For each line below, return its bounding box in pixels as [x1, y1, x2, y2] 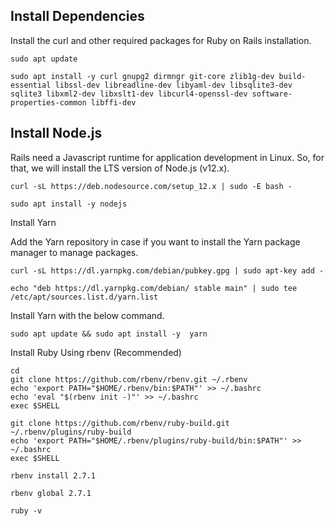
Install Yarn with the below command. [10, 309, 165, 321]
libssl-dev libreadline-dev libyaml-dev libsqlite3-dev [54, 80, 293, 90]
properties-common [10, 97, 87, 108]
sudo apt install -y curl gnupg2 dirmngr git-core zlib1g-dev [10, 71, 275, 81]
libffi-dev [90, 97, 137, 108]
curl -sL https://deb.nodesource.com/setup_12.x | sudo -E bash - [10, 181, 293, 191]
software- [251, 89, 293, 99]
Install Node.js [10, 125, 103, 142]
